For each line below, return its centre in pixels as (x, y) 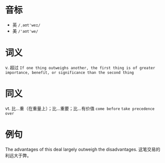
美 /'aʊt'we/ (25, 31)
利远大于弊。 (18, 155)
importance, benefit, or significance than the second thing (70, 72)
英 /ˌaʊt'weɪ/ (26, 25)
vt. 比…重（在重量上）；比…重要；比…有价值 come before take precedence (80, 108)
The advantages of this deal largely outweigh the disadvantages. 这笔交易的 (83, 149)
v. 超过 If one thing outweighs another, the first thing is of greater (80, 67)
